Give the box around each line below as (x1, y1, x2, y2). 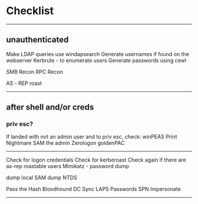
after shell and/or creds (6, 102, 94, 113)
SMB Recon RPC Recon (6, 68, 64, 75)
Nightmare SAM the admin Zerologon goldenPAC (6, 140, 125, 147)
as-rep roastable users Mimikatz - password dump (6, 163, 130, 170)
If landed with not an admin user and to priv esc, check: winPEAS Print (6, 133, 177, 140)
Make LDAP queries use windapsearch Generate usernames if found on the (6, 50, 190, 57)
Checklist (6, 4, 54, 18)
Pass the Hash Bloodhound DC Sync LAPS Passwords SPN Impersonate (6, 186, 181, 193)
